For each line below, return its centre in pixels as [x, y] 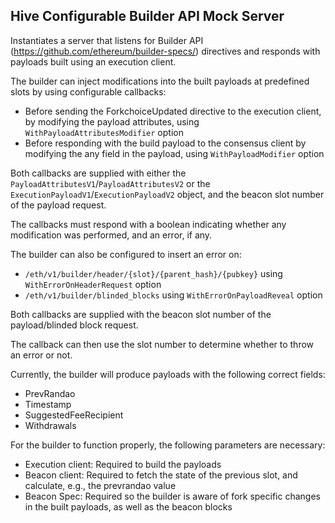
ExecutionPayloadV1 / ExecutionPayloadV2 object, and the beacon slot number [167, 194]
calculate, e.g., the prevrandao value [100, 485]
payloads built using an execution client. [93, 61]
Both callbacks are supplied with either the [98, 173]
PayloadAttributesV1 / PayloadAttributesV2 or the [110, 183]
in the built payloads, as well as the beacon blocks [128, 506]
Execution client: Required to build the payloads [123, 464]
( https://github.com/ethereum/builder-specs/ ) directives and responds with [165, 51]
